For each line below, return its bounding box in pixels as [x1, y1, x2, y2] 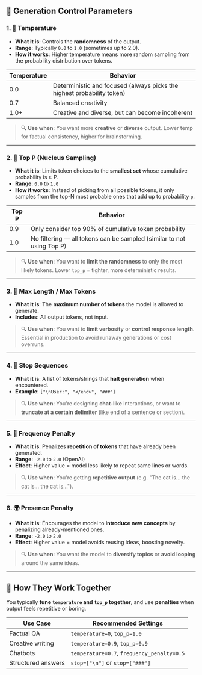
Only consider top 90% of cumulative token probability [31, 224, 186, 233]
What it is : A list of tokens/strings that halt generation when [14, 375, 165, 382]
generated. [14, 449, 43, 456]
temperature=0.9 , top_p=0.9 [70, 639, 148, 647]
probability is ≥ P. [14, 173, 59, 180]
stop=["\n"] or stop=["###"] [70, 658, 151, 667]
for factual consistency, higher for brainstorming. [20, 133, 142, 140]
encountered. [14, 381, 49, 389]
